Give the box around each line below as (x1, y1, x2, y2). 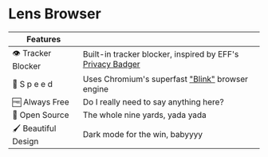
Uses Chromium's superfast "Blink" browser (82, 73, 249, 84)
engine (82, 83, 109, 94)
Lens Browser (8, 5, 101, 23)
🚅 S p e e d (12, 78, 53, 89)
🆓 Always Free (12, 96, 69, 108)
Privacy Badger (82, 59, 141, 70)
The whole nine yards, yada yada (82, 109, 207, 120)
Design (12, 135, 39, 147)
